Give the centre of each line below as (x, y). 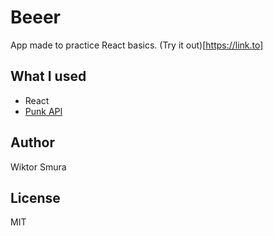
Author (32, 142)
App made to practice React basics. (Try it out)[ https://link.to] (137, 45)
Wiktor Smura (38, 167)
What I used (48, 76)
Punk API (43, 111)
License (35, 197)
